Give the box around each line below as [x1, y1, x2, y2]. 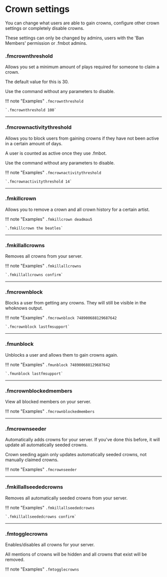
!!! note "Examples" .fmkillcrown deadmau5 [5, 216, 93, 222]
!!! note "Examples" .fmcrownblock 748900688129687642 [5, 315, 117, 321]
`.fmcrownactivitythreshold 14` [5, 179, 72, 184]
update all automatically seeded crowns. [5, 442, 88, 448]
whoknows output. [5, 305, 43, 311]
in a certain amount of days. [5, 140, 63, 146]
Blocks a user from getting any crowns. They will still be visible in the [5, 300, 147, 306]
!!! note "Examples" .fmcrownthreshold [5, 98, 83, 104]
